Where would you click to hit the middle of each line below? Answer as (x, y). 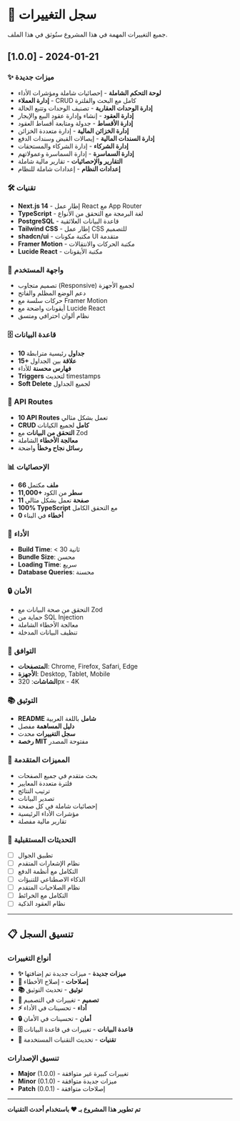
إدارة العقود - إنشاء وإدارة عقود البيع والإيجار (76, 115)
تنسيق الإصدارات (33, 1058)
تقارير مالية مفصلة (42, 821)
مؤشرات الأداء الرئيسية (48, 813)
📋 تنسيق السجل (40, 934)
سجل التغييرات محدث (46, 734)
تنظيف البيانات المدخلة (47, 632)
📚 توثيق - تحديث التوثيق (50, 990)
